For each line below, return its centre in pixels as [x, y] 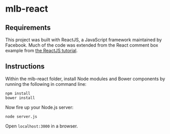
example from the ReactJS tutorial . [41, 51]
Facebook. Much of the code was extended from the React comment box [82, 45]
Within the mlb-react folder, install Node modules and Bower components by [85, 79]
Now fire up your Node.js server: [39, 107]
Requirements [28, 28]
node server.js [21, 116]
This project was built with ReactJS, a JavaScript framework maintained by [84, 40]
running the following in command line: [46, 84]
